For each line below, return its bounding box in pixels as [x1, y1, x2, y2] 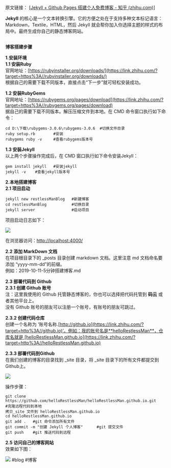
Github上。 [5, 363, 29, 369]
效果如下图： [5, 446, 32, 452]
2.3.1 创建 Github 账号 [5, 285, 52, 291]
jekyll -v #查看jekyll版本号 [5, 169, 70, 175]
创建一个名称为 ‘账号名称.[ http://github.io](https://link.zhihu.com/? [5, 321, 144, 327]
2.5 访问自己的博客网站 [5, 439, 54, 446]
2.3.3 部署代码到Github [5, 350, 55, 356]
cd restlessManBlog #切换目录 [5, 202, 89, 207]
